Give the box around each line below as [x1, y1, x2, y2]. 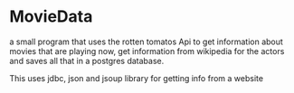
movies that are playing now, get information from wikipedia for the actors [9, 45, 285, 56]
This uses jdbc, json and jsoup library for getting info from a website [9, 72, 264, 83]
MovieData [9, 6, 93, 27]
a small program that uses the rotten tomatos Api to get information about [9, 36, 283, 47]
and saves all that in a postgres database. [9, 55, 165, 66]
